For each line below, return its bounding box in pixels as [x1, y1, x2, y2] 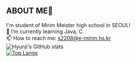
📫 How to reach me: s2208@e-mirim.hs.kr [6, 34, 111, 41]
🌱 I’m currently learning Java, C [6, 28, 83, 35]
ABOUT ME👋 [6, 6, 53, 16]
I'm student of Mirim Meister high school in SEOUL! [6, 21, 131, 28]
